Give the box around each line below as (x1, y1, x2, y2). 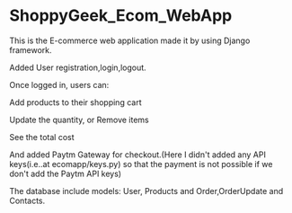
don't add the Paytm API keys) (9, 168, 122, 179)
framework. (9, 44, 52, 55)
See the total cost (9, 131, 75, 142)
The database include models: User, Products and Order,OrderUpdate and (9, 185, 284, 196)
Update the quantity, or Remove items (9, 114, 150, 125)
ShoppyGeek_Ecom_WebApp (9, 5, 233, 26)
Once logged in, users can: (9, 79, 110, 90)
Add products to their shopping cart (9, 96, 142, 108)
